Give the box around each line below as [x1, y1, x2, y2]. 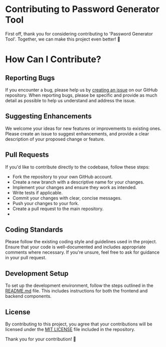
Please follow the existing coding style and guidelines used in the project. [5, 239, 157, 245]
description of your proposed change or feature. [5, 136, 105, 142]
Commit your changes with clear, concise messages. [12, 195, 122, 201]
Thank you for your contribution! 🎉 [5, 336, 76, 342]
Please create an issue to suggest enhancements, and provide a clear [5, 130, 149, 136]
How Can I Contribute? [5, 54, 101, 65]
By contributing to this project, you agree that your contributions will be [5, 321, 152, 327]
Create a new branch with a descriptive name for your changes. [12, 179, 144, 185]
